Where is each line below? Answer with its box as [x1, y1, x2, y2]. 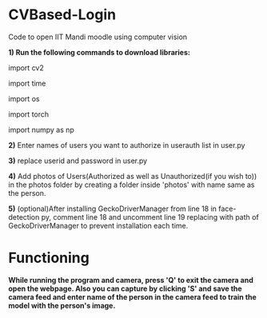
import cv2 [8, 62, 44, 73]
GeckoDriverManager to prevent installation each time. [8, 221, 189, 230]
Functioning [8, 249, 90, 267]
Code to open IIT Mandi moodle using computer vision [8, 32, 188, 42]
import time [8, 78, 46, 88]
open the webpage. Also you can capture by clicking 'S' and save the [8, 284, 242, 293]
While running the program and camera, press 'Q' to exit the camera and [8, 275, 253, 284]
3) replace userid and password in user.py [8, 156, 148, 165]
